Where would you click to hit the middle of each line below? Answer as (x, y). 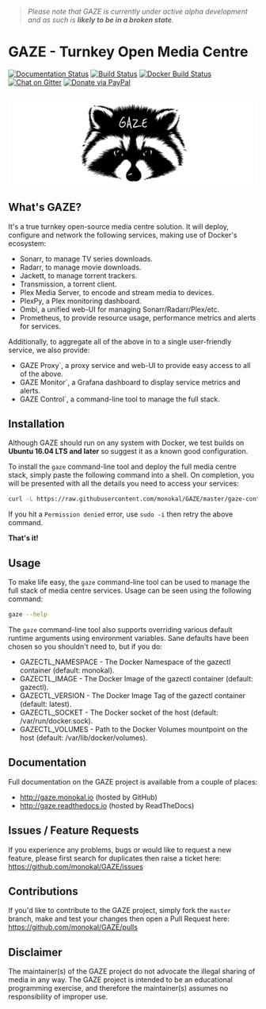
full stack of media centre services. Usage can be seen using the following (130, 591)
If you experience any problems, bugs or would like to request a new (120, 850)
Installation (36, 424)
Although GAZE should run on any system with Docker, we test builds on (126, 443)
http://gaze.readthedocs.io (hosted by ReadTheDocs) (107, 805)
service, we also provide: (49, 350)
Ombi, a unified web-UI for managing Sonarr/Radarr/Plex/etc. (120, 309)
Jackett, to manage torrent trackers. (78, 275)
